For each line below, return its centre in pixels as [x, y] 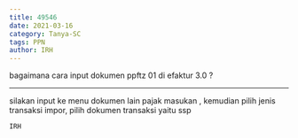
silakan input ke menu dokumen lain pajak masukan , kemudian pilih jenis [143, 101]
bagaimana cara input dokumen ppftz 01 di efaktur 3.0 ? [111, 75]
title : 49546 [33, 17]
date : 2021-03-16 [41, 26]
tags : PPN [27, 42]
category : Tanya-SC [45, 34]
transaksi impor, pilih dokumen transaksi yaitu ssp [100, 111]
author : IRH [31, 50]
